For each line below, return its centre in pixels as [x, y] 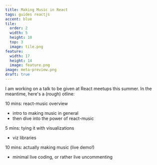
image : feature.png [30, 65]
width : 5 [19, 33]
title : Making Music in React [37, 10]
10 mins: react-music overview [37, 103]
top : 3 [16, 42]
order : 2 [19, 28]
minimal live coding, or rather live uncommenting [63, 157]
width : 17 [20, 56]
